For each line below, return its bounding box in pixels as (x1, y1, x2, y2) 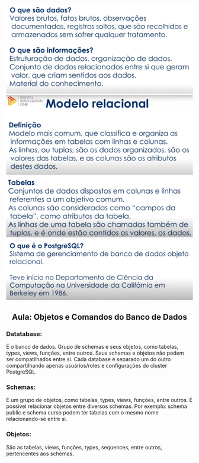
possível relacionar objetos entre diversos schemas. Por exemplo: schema (6, 403, 188, 410)
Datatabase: (6, 330, 43, 338)
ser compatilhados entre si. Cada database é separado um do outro (6, 356, 171, 363)
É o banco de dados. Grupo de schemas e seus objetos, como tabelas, (6, 343, 179, 351)
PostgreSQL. (6, 368, 37, 375)
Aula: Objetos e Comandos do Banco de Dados (11, 312, 188, 322)
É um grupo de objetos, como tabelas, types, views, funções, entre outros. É (6, 397, 193, 404)
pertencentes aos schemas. (6, 450, 74, 457)
